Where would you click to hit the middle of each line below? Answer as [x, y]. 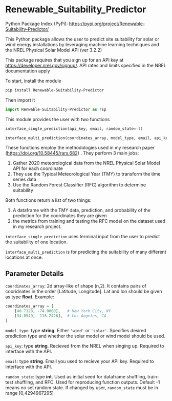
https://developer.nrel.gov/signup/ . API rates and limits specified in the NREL [86, 65]
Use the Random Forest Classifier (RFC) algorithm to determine [79, 185]
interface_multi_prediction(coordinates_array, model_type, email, [79, 138]
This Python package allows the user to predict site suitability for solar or [82, 39]
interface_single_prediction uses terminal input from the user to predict [83, 237]
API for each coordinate [38, 168]
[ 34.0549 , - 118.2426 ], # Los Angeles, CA [60, 316]
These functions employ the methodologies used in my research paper [80, 148]
